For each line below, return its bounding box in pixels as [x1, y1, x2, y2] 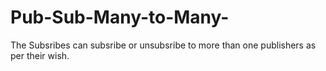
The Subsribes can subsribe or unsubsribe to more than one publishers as [10, 39, 317, 51]
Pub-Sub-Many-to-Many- [10, 6, 230, 29]
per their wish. [10, 49, 70, 61]
